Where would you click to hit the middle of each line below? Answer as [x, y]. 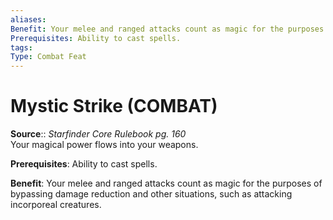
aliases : [28, 19]
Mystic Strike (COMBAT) [114, 106]
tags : [21, 47]
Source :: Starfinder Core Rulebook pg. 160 [98, 134]
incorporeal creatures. [56, 205]
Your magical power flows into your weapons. [104, 145]
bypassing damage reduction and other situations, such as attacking [151, 194]
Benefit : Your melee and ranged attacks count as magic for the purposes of [166, 183]
